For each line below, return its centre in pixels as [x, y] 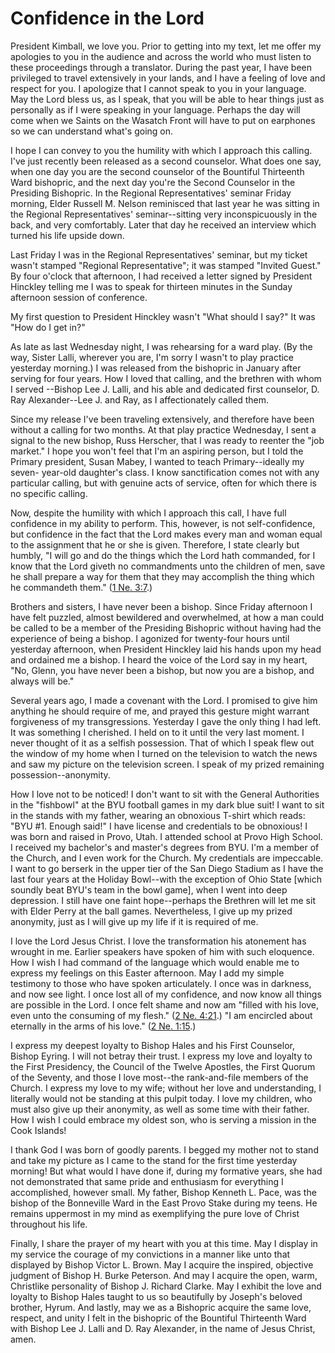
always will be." [42, 681]
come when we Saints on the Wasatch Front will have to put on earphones [163, 120]
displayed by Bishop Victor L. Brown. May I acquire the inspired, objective [162, 1264]
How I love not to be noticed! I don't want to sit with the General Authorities [165, 794]
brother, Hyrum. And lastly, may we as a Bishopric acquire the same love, [161, 1307]
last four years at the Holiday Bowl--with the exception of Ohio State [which [166, 879]
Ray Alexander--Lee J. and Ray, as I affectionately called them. [139, 399]
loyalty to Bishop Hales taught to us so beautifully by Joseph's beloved [156, 1296]
